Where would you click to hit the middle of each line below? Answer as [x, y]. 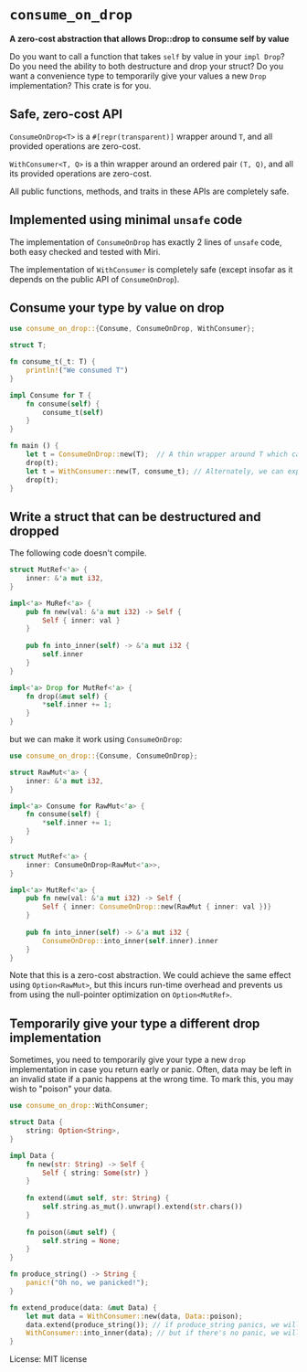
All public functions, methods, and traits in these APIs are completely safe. [149, 191]
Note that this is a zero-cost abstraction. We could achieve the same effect [150, 975]
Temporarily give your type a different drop [135, 1023]
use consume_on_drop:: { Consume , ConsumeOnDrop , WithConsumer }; [132, 329]
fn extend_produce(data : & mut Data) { [83, 1308]
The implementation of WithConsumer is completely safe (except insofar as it [151, 269]
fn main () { [34, 446]
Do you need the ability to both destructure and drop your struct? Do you [147, 66]
